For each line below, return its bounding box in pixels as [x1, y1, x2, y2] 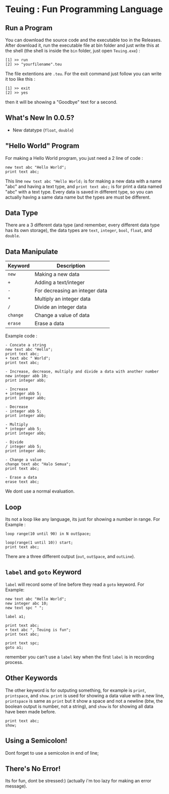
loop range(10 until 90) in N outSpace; [5, 531, 92, 536]
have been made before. [5, 708, 57, 714]
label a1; [5, 614, 26, 619]
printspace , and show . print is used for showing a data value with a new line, [5, 692, 164, 699]
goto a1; [5, 645, 24, 650]
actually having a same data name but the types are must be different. [5, 194, 151, 200]
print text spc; [5, 640, 39, 646]
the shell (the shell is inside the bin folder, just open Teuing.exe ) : [5, 48, 140, 53]
